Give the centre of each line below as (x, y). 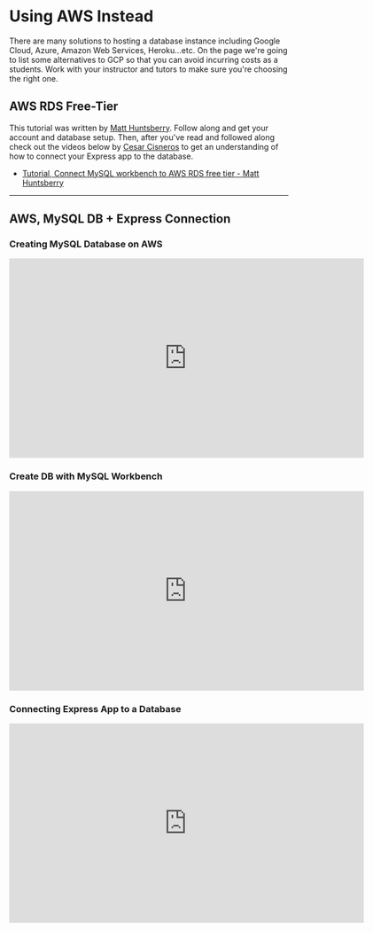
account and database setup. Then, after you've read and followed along (142, 137)
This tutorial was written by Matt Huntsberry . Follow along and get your (139, 128)
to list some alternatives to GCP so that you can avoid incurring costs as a (144, 59)
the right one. (34, 78)
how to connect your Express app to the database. (101, 156)
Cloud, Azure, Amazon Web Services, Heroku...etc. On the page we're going (148, 50)
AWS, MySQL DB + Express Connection (120, 219)
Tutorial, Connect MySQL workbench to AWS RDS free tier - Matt (140, 173)
